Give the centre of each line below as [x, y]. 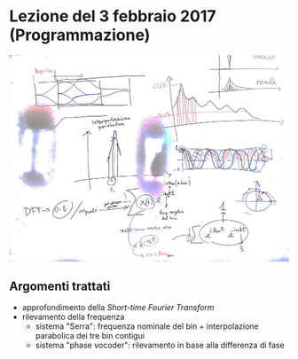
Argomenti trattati [60, 286]
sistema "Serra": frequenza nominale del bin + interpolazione [147, 326]
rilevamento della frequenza [73, 317]
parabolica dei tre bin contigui [90, 336]
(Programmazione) [80, 35]
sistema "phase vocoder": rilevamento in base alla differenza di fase [160, 345]
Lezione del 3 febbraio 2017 [113, 16]
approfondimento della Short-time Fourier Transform [118, 308]
